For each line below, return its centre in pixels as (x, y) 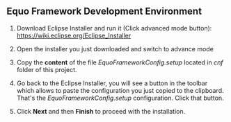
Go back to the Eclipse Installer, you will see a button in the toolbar (112, 83)
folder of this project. (47, 69)
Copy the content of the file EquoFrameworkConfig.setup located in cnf (120, 62)
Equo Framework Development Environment (104, 11)
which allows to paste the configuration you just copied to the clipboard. (120, 90)
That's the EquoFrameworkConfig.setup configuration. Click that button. (120, 98)
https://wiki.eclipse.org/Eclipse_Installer (74, 35)
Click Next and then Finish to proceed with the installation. (101, 111)
